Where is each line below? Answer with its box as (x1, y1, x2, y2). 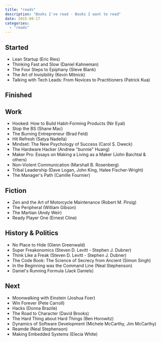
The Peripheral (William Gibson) (12, 204, 77, 210)
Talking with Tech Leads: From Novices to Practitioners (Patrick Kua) (12, 76, 150, 83)
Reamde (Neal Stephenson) (12, 326, 68, 332)
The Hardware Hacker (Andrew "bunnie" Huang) (12, 147, 110, 152)
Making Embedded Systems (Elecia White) (12, 331, 98, 337)
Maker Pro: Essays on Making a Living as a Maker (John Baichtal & (12, 152, 146, 157)
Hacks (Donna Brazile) (12, 305, 58, 311)
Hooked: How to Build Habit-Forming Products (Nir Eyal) (12, 120, 125, 127)
